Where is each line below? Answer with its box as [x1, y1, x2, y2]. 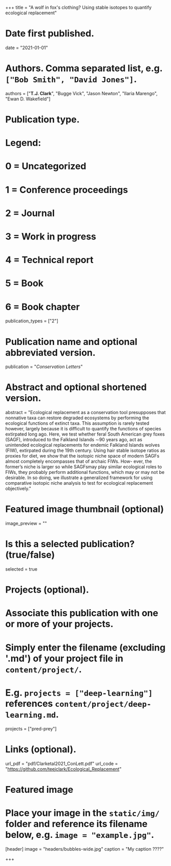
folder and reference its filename [5, 818, 147, 830]
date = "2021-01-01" [5, 45, 48, 51]
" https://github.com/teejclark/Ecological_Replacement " [5, 766, 122, 772]
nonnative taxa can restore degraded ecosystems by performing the [5, 415, 149, 421]
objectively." [5, 486, 32, 492]
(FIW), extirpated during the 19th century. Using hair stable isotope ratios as [5, 447, 165, 453]
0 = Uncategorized [5, 161, 87, 172]
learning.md [5, 710, 56, 720]
